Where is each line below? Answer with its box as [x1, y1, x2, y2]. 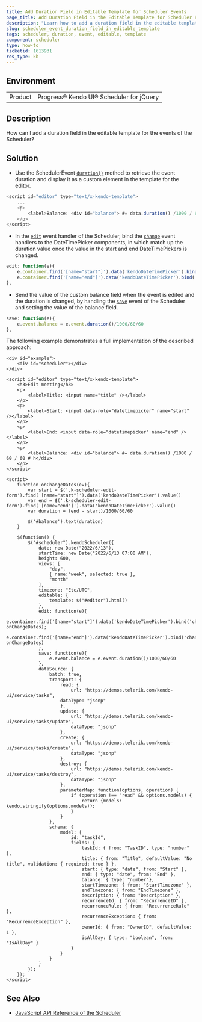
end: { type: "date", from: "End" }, [81, 872, 176, 878]
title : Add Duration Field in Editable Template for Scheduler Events [6, 8, 187, 15]
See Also [6, 993, 40, 1003]
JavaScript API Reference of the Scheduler [14, 1009, 121, 1017]
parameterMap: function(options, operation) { [60, 787, 179, 793]
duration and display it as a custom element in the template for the [14, 176, 179, 183]
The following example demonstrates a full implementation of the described [6, 338, 194, 345]
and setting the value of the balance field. [14, 303, 118, 311]
